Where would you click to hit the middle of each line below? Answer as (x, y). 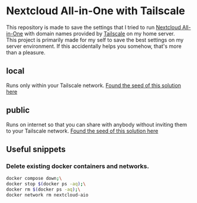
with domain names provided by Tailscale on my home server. (100, 33)
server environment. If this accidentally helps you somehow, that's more (94, 46)
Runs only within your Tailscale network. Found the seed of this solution (94, 85)
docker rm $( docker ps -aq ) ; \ (43, 189)
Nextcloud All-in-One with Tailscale (96, 11)
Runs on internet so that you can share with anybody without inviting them (97, 124)
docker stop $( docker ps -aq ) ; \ (46, 184)
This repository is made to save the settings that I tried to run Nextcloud (94, 27)
